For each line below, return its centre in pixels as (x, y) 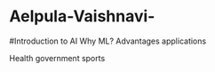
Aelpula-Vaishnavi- (82, 16)
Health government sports (57, 58)
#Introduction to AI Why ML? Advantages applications (108, 41)
